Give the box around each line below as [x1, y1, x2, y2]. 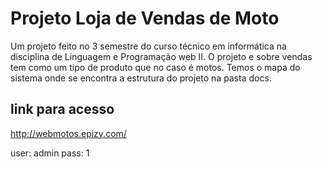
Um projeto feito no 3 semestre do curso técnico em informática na [10, 40, 287, 52]
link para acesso [10, 101, 115, 118]
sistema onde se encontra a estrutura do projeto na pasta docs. [10, 72, 272, 84]
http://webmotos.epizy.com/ [10, 127, 127, 139]
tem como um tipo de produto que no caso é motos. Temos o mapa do [10, 61, 301, 73]
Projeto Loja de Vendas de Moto [10, 7, 280, 30]
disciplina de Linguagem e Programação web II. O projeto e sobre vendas [10, 50, 313, 62]
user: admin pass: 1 [10, 147, 90, 159]
